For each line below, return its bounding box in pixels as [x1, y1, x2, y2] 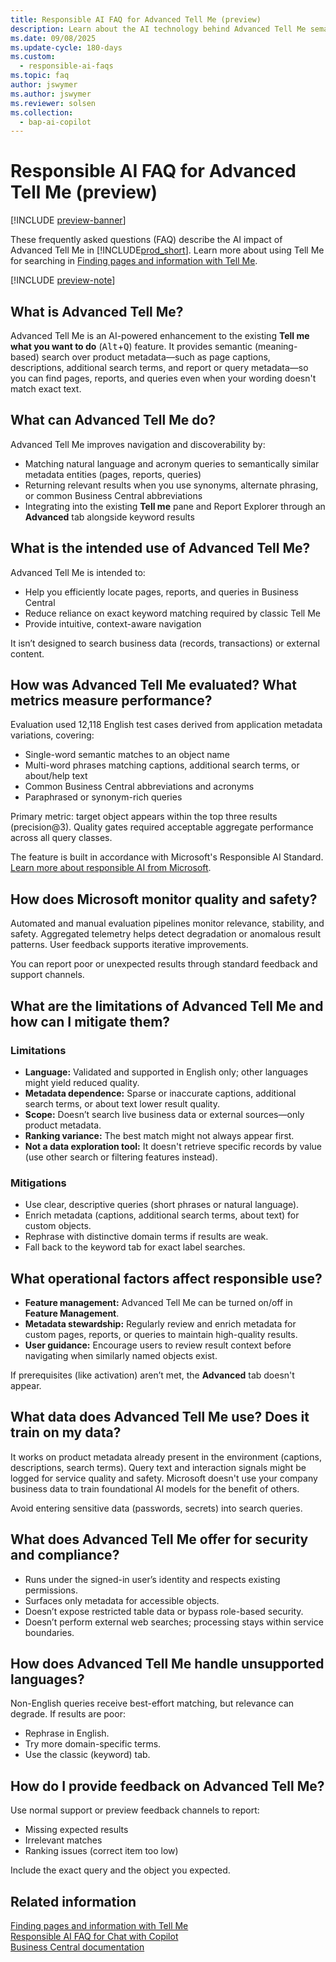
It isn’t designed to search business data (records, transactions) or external [10, 637, 320, 649]
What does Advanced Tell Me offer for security [10, 1531, 309, 1548]
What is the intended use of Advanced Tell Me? [10, 540, 311, 557]
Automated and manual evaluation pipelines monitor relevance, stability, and [10, 917, 325, 930]
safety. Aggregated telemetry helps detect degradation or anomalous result [10, 928, 322, 940]
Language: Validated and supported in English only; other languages [24, 1066, 309, 1078]
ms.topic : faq [10, 71, 70, 81]
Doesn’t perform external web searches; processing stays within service [24, 1616, 324, 1628]
